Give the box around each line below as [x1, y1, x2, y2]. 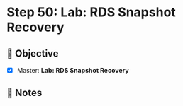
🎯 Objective [6, 47, 59, 59]
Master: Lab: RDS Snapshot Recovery [16, 66, 129, 74]
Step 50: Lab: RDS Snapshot [6, 4, 177, 20]
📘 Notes [6, 87, 43, 99]
